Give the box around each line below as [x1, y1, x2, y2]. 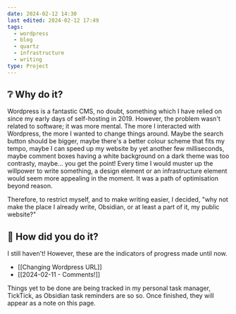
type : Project [7, 63, 49, 70]
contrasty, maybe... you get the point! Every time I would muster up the [7, 159, 213, 168]
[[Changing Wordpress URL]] [17, 263, 102, 271]
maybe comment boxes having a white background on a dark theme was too [7, 152, 230, 160]
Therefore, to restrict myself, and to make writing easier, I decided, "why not [7, 195, 229, 204]
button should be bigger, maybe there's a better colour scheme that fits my [7, 137, 225, 145]
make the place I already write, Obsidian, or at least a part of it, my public [7, 203, 220, 211]
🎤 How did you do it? [7, 230, 99, 242]
